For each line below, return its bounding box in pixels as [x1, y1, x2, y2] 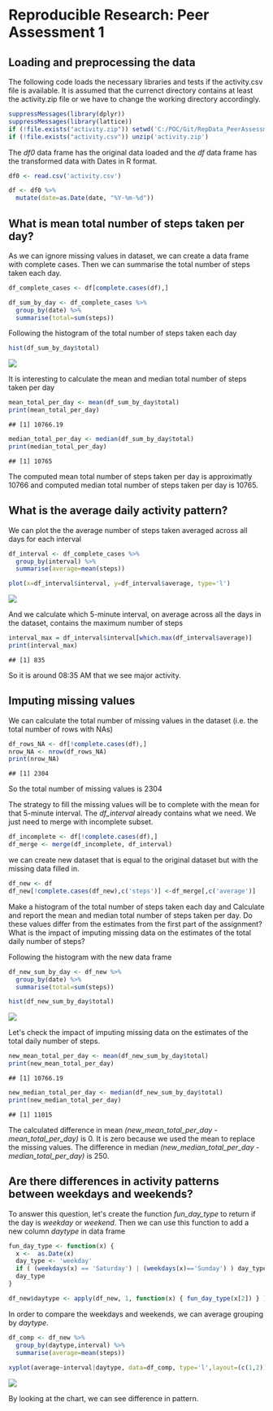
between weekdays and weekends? [8, 1187, 193, 1201]
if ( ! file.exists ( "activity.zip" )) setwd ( [8, 124, 154, 133]
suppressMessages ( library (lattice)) [8, 117, 132, 125]
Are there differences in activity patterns [8, 1174, 219, 1189]
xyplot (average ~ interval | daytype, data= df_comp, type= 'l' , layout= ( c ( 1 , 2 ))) [8, 1364, 271, 1372]
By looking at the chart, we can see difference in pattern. [8, 1394, 199, 1404]
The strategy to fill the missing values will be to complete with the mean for [8, 800, 260, 810]
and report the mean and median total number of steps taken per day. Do [8, 910, 253, 920]
